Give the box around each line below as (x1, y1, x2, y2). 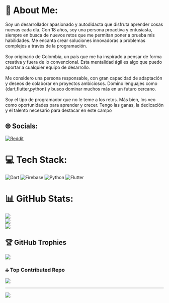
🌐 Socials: (5, 122, 38, 131)
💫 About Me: (5, 5, 58, 16)
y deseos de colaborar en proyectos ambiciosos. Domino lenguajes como (5, 80, 157, 86)
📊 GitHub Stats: (5, 193, 74, 204)
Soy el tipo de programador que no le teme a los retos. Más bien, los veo (5, 96, 156, 103)
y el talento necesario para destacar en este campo (5, 107, 112, 113)
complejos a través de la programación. (5, 42, 88, 49)
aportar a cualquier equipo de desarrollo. (5, 64, 91, 70)
